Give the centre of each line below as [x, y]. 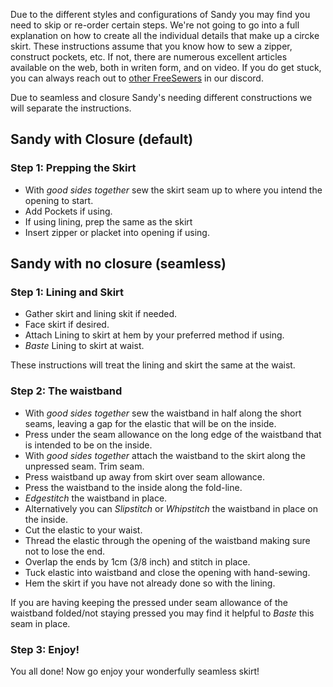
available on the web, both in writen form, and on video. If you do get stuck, [166, 67]
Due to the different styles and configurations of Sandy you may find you [160, 14]
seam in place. [40, 623]
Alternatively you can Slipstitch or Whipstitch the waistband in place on [171, 508]
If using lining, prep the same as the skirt [108, 221]
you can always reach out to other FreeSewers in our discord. [137, 78]
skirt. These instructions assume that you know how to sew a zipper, [151, 46]
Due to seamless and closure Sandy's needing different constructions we [161, 97]
